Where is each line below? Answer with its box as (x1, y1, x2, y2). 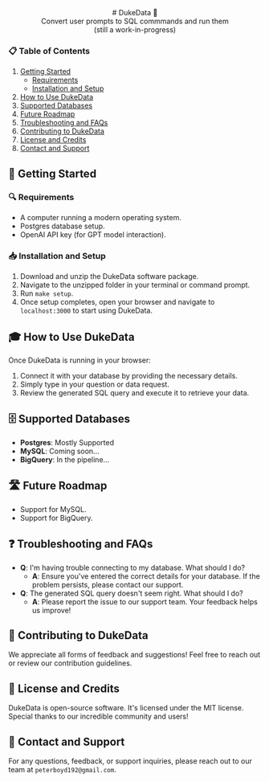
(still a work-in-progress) (93, 25, 177, 35)
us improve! (31, 605, 71, 615)
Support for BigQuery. (19, 513, 94, 522)
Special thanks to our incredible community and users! (8, 711, 189, 722)
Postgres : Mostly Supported (19, 437, 115, 447)
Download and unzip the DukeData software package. (19, 272, 199, 281)
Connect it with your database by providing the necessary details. (19, 371, 238, 381)
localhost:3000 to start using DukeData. (19, 305, 153, 316)
